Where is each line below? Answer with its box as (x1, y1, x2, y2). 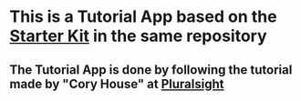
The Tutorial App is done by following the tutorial (9, 62, 293, 77)
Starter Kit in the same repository (9, 25, 267, 46)
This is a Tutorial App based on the (9, 6, 277, 27)
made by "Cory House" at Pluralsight (9, 76, 224, 92)
